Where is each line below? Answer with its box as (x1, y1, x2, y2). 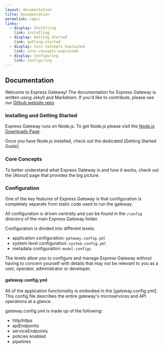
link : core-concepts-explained (14, 48, 79, 53)
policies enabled (12, 333, 46, 339)
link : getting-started (14, 40, 61, 44)
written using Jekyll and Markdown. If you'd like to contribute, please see (5, 94, 154, 100)
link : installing (14, 30, 50, 35)
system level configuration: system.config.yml (12, 240, 107, 246)
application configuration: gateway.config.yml (12, 235, 106, 241)
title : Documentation (5, 12, 50, 17)
